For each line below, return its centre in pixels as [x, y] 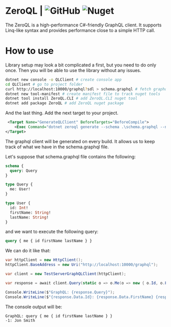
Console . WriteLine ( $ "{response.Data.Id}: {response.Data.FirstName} [79, 297]
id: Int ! [19, 208]
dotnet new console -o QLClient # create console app [64, 79]
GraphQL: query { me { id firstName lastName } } [59, 316]
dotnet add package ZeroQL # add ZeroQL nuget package [65, 103]
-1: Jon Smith [20, 320]
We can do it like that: [28, 251]
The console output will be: [34, 307]
